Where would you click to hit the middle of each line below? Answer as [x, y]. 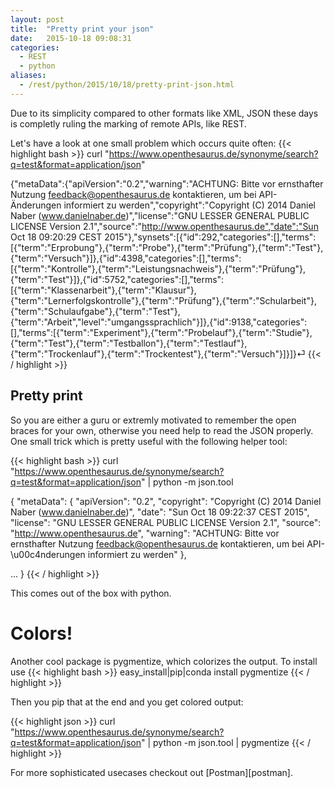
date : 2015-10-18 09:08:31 [71, 38]
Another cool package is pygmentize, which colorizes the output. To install [164, 661]
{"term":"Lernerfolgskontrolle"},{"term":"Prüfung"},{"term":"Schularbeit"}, [163, 300]
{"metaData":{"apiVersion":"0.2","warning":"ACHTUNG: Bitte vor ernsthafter [167, 183]
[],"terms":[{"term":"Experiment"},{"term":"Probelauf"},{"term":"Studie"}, [161, 332]
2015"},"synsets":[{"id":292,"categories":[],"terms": [210, 237]
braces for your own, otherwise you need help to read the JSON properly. [162, 430]
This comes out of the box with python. [91, 593]
